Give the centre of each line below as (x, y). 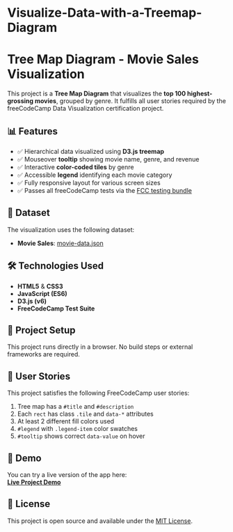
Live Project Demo (34, 482)
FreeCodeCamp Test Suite (56, 308)
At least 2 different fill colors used (66, 421)
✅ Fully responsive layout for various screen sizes (89, 182)
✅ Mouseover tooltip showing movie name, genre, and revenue (108, 159)
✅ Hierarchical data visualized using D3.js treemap (91, 151)
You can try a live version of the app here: (67, 475)
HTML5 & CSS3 (40, 286)
